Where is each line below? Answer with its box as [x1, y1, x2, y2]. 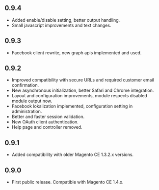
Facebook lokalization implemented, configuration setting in [11, 103, 133, 109]
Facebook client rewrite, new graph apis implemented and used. [11, 49, 142, 56]
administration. [11, 109, 42, 114]
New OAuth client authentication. [11, 119, 79, 125]
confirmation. [11, 82, 39, 88]
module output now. [11, 98, 53, 104]
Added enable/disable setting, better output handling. [11, 17, 120, 23]
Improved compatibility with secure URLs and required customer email [11, 77, 154, 83]
